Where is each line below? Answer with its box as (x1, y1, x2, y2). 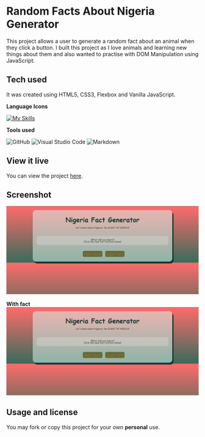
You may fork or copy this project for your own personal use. (6, 423, 160, 431)
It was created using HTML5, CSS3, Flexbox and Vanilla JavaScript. (6, 90, 176, 98)
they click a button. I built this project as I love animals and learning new (6, 44, 187, 51)
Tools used (6, 126, 35, 134)
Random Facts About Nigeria (6, 4, 155, 18)
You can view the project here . (6, 172, 84, 179)
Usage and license (6, 407, 78, 417)
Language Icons (6, 103, 48, 110)
